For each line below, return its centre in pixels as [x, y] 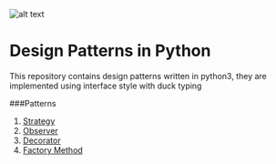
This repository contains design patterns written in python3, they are [138, 76]
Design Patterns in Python [110, 51]
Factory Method [53, 149]
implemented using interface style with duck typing [106, 86]
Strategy [39, 121]
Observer [41, 130]
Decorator [41, 140]
